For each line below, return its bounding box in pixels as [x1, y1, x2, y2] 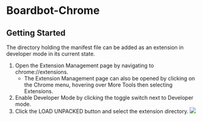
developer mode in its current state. [6, 50, 96, 57]
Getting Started [6, 28, 66, 38]
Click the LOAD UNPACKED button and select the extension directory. [15, 108, 189, 115]
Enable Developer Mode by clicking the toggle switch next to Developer [15, 94, 194, 101]
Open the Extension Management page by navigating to [15, 62, 154, 69]
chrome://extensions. [15, 68, 68, 76]
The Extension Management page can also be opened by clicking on [24, 75, 195, 82]
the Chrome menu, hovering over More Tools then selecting [24, 81, 173, 88]
